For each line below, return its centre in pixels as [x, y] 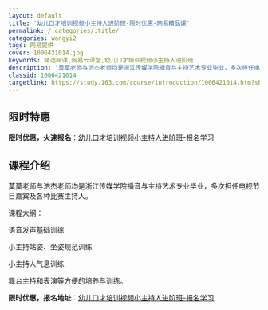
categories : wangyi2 [43, 38]
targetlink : [28, 82]
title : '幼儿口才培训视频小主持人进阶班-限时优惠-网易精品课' [99, 23]
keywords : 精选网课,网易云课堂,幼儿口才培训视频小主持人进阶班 [101, 61]
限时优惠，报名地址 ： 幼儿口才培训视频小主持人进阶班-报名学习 [111, 298]
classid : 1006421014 [43, 75]
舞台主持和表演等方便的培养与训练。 [68, 281]
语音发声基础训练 [36, 230]
